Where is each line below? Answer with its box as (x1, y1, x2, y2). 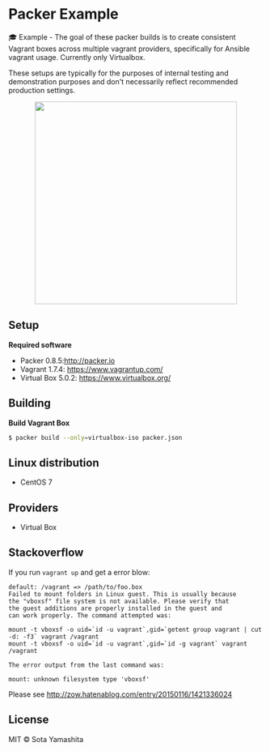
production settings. (8, 85, 75, 95)
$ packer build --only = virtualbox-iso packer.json (8, 433, 183, 442)
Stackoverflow (8, 546, 84, 560)
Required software (8, 339, 73, 349)
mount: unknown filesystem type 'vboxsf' (8, 675, 150, 683)
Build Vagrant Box (8, 418, 70, 428)
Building (8, 396, 51, 410)
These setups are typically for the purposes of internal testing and (8, 68, 229, 78)
